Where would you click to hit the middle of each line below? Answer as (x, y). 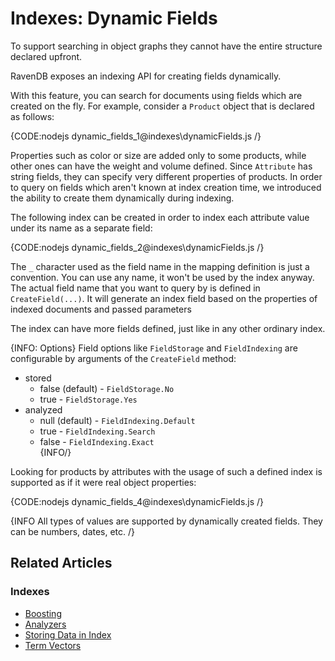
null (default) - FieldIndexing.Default (117, 420)
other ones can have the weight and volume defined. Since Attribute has (161, 166)
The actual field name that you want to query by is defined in (135, 288)
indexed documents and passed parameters (101, 309)
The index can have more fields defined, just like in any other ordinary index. (168, 328)
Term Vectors (53, 645)
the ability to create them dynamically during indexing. (122, 198)
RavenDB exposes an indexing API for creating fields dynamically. (146, 76)
